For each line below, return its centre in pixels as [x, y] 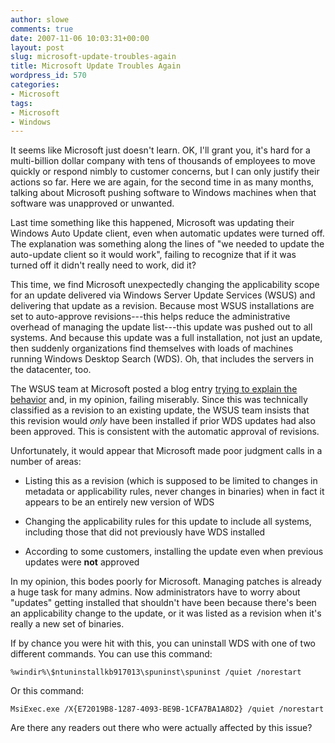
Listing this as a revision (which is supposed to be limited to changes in [171, 481]
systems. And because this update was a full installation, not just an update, [166, 338]
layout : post [37, 47]
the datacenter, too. [51, 370]
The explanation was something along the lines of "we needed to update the [167, 244]
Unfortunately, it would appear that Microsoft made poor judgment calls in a [166, 451]
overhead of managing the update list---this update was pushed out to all [161, 327]
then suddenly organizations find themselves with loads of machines [152, 348]
